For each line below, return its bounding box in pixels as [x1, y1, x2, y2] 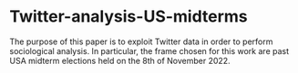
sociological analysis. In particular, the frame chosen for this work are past [9, 45, 290, 56]
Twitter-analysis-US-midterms [9, 6, 248, 27]
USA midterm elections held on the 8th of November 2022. [9, 55, 231, 66]
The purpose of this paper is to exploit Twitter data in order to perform [9, 36, 273, 47]
